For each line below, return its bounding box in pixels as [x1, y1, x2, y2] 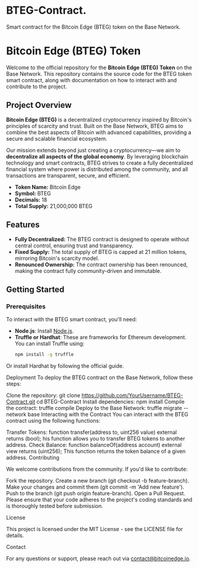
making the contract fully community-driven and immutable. [14, 267, 162, 274]
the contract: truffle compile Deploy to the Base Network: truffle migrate [6, 405, 182, 412]
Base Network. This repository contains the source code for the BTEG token [6, 70, 192, 77]
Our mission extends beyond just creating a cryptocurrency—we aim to [6, 147, 181, 154]
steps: [6, 380, 21, 387]
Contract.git [6, 398, 36, 405]
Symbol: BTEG [14, 190, 52, 197]
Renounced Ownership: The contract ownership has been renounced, [14, 260, 188, 268]
